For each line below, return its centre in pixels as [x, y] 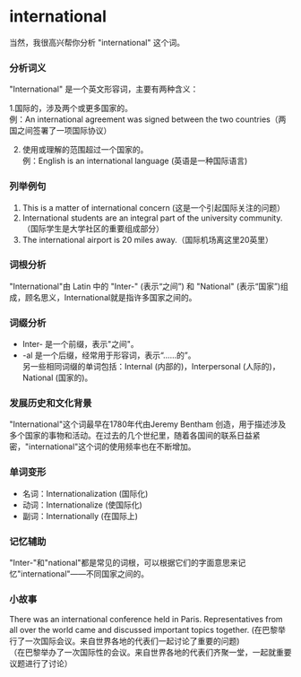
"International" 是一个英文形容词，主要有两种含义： [104, 89]
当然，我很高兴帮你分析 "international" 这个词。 [97, 42]
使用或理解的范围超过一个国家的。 [85, 150]
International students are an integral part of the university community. [152, 218]
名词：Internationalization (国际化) [85, 493]
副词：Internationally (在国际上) [80, 516]
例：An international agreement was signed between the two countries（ [144, 119]
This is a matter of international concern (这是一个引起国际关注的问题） [153, 207]
